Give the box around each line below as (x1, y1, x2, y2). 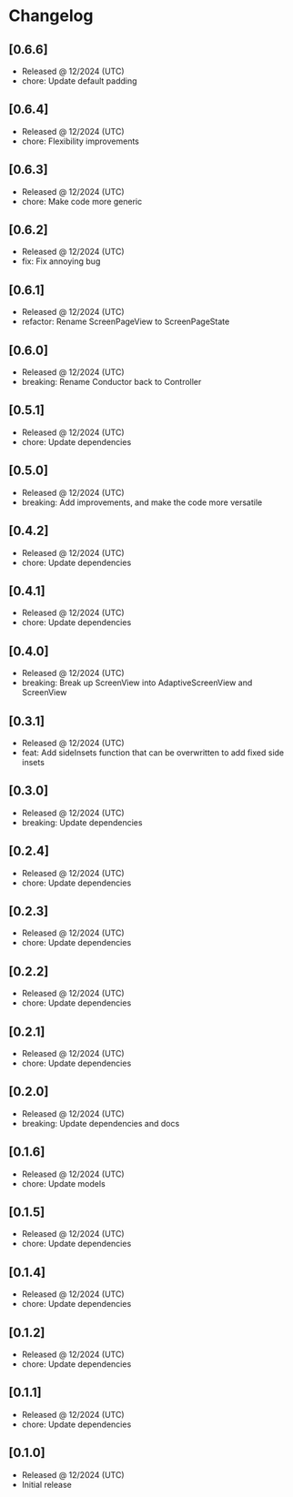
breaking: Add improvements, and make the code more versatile (21, 497, 263, 508)
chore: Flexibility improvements (21, 136, 140, 147)
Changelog (8, 5, 94, 26)
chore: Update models (21, 1178, 106, 1188)
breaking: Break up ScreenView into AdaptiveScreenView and (21, 677, 253, 688)
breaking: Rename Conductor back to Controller (21, 377, 202, 388)
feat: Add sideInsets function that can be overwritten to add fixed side (21, 747, 285, 758)
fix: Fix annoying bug (21, 256, 101, 267)
